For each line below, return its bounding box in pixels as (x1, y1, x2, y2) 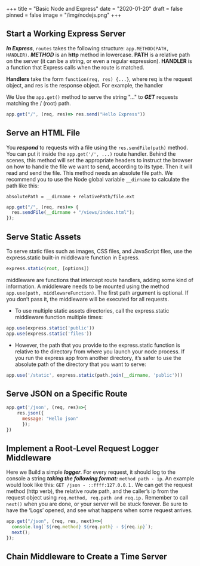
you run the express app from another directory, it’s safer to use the (14, 354, 181, 361)
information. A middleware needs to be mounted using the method (6, 283, 170, 290)
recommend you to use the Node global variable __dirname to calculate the (6, 175, 190, 183)
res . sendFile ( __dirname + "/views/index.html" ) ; (11, 210, 135, 216)
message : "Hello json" (21, 416, 79, 422)
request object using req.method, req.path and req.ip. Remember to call (6, 494, 189, 501)
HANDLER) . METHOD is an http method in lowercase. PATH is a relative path (6, 51, 190, 58)
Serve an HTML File (6, 128, 81, 138)
